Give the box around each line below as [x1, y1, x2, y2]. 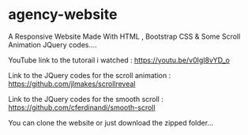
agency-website [8, 6, 118, 24]
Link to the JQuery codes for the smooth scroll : [8, 94, 163, 103]
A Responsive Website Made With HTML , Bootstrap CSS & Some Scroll [8, 32, 241, 41]
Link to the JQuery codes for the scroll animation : [8, 70, 171, 80]
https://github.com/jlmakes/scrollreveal [8, 79, 136, 88]
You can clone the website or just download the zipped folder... [8, 118, 214, 127]
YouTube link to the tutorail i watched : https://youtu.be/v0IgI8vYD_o [8, 55, 231, 65]
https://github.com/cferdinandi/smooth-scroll [8, 103, 156, 112]
